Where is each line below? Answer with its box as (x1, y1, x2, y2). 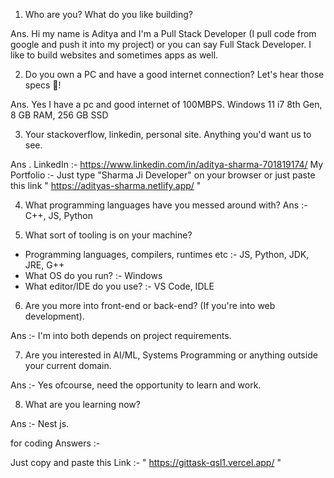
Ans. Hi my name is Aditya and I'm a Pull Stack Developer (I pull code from (10, 28, 317, 39)
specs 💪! (24, 79, 62, 91)
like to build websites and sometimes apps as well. (10, 49, 219, 61)
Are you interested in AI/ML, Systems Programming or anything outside (24, 349, 318, 361)
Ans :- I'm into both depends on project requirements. (10, 330, 232, 341)
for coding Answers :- (10, 437, 101, 449)
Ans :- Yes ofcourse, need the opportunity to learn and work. (10, 379, 262, 391)
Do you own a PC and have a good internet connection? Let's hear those (24, 69, 325, 80)
